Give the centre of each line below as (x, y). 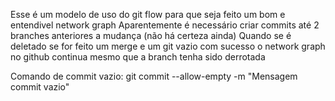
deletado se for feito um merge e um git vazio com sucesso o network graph (168, 46)
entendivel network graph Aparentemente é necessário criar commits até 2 (165, 25)
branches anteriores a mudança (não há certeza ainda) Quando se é (151, 35)
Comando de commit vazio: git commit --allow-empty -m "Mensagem (154, 76)
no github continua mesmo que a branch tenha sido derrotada (138, 57)
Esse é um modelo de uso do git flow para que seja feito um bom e (148, 14)
